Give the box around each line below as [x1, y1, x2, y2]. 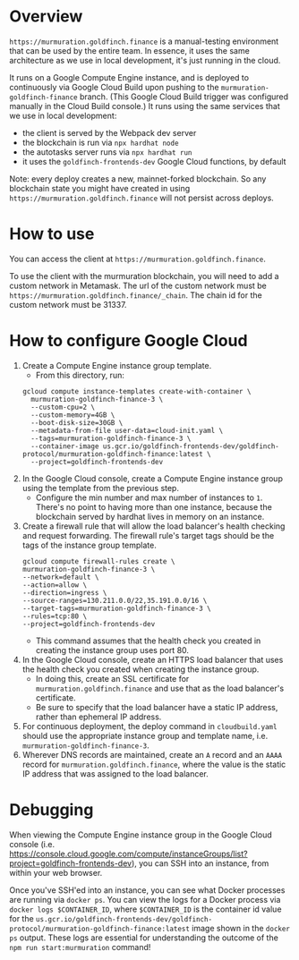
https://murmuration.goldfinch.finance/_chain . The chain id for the [9, 289, 262, 301]
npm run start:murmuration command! [9, 941, 151, 952]
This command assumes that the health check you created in [35, 635, 261, 646]
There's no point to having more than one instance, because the [35, 501, 273, 512]
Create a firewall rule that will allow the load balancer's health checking [21, 521, 286, 531]
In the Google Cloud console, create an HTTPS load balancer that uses [21, 654, 284, 665]
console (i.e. [9, 838, 56, 849]
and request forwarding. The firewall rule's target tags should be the [21, 530, 275, 540]
